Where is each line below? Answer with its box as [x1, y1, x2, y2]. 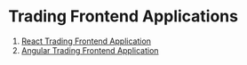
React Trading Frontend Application [20, 36, 152, 46]
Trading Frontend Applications [8, 6, 239, 27]
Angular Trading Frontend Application [20, 45, 159, 55]
